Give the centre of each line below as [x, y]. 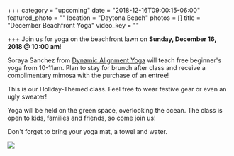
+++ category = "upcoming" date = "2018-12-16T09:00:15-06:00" [104, 10]
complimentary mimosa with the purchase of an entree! [88, 75]
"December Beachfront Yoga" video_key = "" [73, 25]
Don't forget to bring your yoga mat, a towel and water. [88, 132]
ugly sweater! [27, 96]
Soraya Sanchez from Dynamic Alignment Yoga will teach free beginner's [115, 60]
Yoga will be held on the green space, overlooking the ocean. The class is [115, 110]
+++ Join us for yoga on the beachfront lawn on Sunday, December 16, [112, 39]
